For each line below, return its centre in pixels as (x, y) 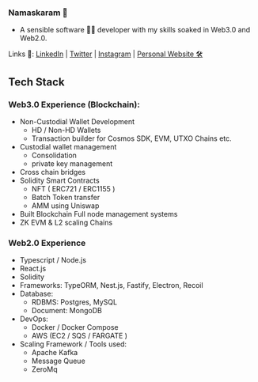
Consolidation (54, 155)
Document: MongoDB (67, 311)
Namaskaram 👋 (38, 13)
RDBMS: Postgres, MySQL (74, 302)
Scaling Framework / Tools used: (73, 344)
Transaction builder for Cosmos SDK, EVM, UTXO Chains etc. (131, 138)
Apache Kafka (55, 353)
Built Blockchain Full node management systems (99, 214)
